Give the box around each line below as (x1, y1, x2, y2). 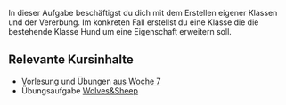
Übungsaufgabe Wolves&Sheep (20, 85, 139, 96)
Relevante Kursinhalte (8, 52, 135, 68)
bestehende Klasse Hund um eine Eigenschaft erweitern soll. (8, 27, 233, 36)
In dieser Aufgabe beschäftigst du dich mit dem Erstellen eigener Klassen (8, 8, 278, 18)
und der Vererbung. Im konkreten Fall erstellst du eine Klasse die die (8, 17, 259, 28)
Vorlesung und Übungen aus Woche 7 (20, 76, 161, 86)
